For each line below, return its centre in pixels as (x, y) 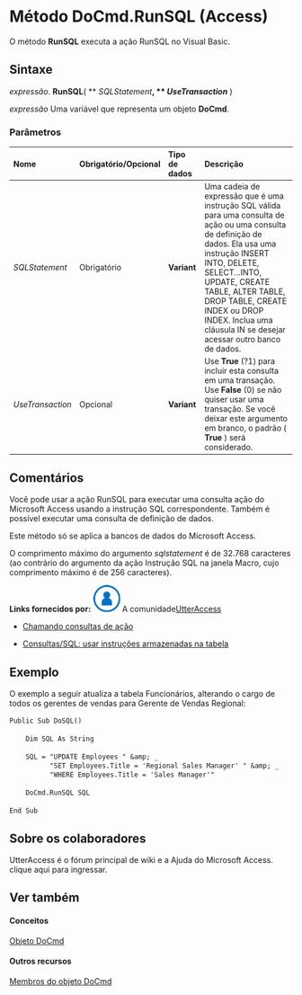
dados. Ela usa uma (240, 244)
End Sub (24, 811)
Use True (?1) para (240, 361)
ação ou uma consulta (245, 224)
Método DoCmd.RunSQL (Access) (139, 17)
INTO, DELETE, (232, 262)
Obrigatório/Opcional (120, 164)
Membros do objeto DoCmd (61, 981)
